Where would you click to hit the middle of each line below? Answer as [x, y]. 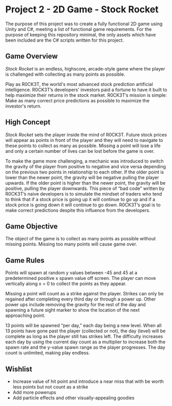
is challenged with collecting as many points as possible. [65, 74]
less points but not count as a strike [50, 387]
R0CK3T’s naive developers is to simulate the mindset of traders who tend [84, 193]
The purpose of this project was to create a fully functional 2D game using [84, 24]
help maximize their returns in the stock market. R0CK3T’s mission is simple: [86, 95]
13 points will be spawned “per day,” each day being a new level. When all [83, 326]
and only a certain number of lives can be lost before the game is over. [80, 151]
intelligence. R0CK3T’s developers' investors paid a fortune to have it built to [86, 90]
